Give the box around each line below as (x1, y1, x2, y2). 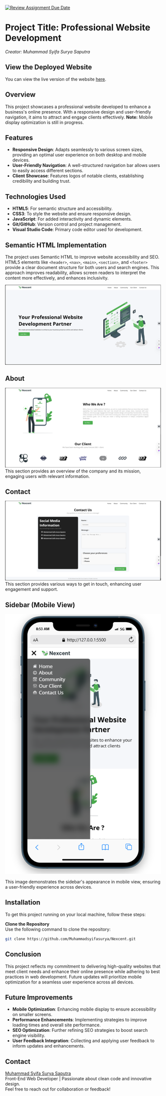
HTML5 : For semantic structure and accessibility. (12, 205, 113, 212)
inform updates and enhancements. (12, 1043, 85, 1049)
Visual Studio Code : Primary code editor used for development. (12, 227, 143, 233)
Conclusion (5, 950, 41, 959)
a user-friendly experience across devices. (5, 884, 92, 890)
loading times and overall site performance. (12, 1022, 101, 1028)
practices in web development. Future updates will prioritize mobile (5, 974, 142, 979)
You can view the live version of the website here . (5, 76, 107, 82)
